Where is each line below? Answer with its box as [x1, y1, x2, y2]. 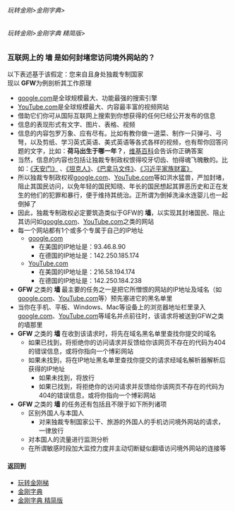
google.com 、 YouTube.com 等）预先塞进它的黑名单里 [17, 294, 173, 303]
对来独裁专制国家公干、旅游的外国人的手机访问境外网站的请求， [38, 418, 224, 426]
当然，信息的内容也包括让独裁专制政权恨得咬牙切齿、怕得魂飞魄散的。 [17, 155, 222, 164]
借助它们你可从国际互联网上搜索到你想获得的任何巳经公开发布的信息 [17, 112, 216, 120]
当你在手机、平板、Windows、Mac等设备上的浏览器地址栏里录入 [17, 303, 206, 311]
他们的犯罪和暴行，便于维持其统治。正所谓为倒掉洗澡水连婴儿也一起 [30, 191, 228, 200]
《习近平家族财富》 [140, 164, 193, 173]
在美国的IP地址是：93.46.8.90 [38, 243, 126, 251]
